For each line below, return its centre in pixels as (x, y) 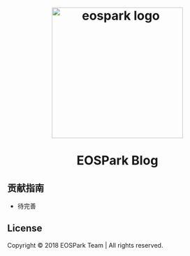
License (25, 228)
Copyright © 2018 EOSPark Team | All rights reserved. (85, 245)
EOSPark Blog (117, 161)
